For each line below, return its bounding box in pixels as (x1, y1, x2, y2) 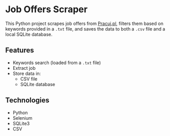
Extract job (12, 65, 36, 71)
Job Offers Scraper (5, 4, 88, 15)
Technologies (5, 96, 50, 105)
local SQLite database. (5, 31, 52, 37)
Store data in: (12, 70, 41, 76)
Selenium (12, 115, 33, 121)
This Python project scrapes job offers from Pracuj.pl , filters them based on (5, 20, 164, 26)
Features (5, 46, 34, 55)
